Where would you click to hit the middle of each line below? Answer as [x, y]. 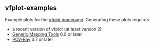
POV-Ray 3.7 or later [33, 39]
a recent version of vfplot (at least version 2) [57, 29]
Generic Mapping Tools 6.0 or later [47, 34]
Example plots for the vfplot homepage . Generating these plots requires [77, 19]
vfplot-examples [31, 8]
